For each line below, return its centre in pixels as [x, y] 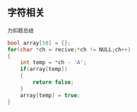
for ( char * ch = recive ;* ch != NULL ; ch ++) [69, 49]
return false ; [53, 82]
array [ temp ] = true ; [50, 95]
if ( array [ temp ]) [44, 69]
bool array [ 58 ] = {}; [39, 43]
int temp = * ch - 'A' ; [53, 63]
